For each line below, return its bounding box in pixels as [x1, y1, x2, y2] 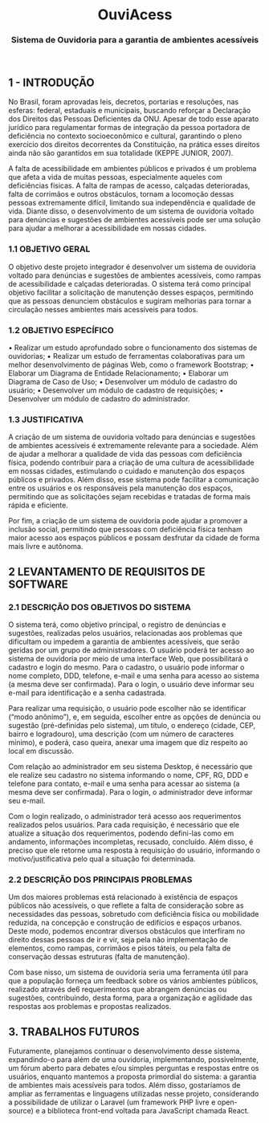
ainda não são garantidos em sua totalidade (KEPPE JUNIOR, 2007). [8, 149, 234, 158]
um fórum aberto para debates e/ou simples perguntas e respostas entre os [8, 1063, 259, 1072]
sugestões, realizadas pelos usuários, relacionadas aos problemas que [8, 628, 243, 637]
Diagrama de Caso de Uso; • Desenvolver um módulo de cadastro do [8, 376, 238, 386]
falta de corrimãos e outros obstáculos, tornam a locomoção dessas [8, 189, 234, 199]
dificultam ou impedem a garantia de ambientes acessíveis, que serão [8, 637, 240, 646]
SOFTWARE [8, 577, 68, 591]
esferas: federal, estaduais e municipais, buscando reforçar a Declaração [8, 106, 251, 116]
